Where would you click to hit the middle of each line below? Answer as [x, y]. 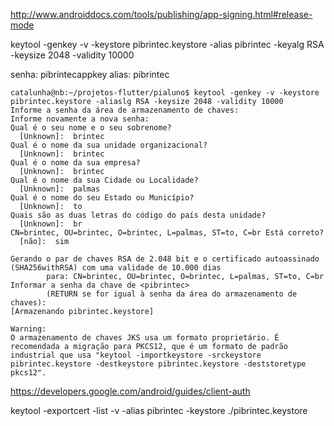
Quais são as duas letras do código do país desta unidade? [138, 215]
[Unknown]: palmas [60, 189]
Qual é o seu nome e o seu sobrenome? [91, 128]
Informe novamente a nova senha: [80, 119]
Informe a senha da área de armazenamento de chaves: [125, 110]
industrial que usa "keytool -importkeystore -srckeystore [136, 355]
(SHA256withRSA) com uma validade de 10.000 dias [116, 268]
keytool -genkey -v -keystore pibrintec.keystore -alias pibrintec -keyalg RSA [167, 44]
